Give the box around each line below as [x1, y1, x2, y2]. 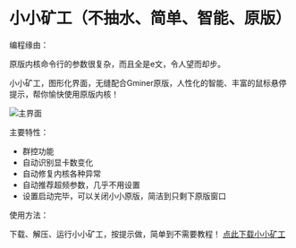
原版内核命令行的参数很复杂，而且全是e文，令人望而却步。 [9, 58, 226, 69]
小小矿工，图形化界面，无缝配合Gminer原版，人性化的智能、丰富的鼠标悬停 [9, 77, 287, 88]
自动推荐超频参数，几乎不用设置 [21, 179, 140, 190]
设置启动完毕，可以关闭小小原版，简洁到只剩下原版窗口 [21, 190, 226, 201]
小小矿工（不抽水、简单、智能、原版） [9, 8, 292, 29]
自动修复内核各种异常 [21, 167, 101, 179]
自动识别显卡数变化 [21, 157, 94, 167]
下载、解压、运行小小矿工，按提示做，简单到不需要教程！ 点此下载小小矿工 [9, 228, 286, 239]
